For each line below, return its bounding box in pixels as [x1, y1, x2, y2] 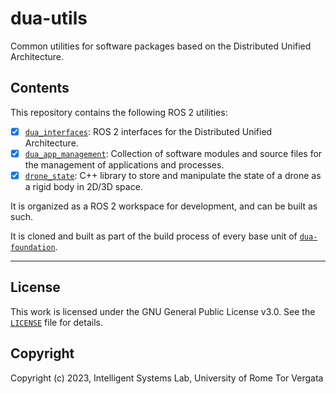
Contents [10, 80, 70, 97]
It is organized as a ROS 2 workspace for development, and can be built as [10, 200, 318, 212]
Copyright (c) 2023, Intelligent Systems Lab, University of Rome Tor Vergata [10, 372, 324, 384]
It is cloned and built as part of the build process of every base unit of [10, 230, 298, 242]
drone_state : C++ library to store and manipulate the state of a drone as [24, 169, 322, 181]
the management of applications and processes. [24, 158, 225, 171]
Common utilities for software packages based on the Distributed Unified [10, 40, 312, 52]
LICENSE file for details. [10, 316, 103, 328]
